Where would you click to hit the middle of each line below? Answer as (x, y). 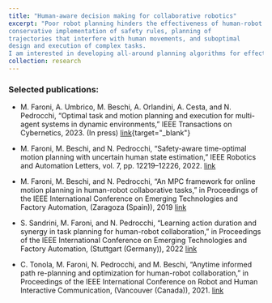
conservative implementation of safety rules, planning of (110, 31)
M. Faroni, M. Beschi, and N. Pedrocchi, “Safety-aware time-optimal (133, 149)
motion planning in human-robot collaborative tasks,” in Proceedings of (139, 190)
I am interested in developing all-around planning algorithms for (125, 53)
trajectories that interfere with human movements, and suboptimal (125, 38)
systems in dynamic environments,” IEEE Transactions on (137, 124)
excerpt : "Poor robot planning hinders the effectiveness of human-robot (136, 23)
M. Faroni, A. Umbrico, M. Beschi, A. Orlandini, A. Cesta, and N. (126, 107)
